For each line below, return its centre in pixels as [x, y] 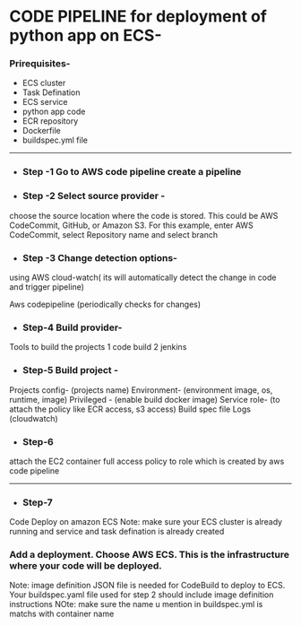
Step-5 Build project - [70, 370]
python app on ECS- [86, 35]
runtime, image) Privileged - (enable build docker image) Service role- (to [145, 399]
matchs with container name [62, 614]
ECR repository [50, 121]
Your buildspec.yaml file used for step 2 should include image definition [142, 595]
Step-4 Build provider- [72, 327]
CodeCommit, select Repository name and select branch [113, 234]
